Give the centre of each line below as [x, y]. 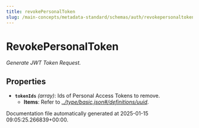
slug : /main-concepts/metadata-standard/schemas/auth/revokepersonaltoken [100, 17]
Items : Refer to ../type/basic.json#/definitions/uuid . [86, 102]
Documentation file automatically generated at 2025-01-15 [77, 114]
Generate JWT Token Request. [44, 63]
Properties [26, 81]
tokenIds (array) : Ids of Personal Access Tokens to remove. [87, 96]
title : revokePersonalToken [41, 12]
